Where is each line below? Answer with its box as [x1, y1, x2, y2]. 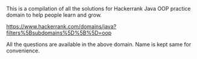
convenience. [6, 47, 40, 54]
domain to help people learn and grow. [6, 11, 102, 18]
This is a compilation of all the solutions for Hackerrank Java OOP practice [6, 5, 191, 12]
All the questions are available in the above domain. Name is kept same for [6, 41, 192, 48]
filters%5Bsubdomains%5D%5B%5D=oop [6, 29, 112, 36]
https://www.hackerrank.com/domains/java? [6, 23, 116, 30]
